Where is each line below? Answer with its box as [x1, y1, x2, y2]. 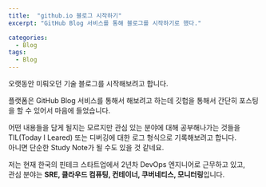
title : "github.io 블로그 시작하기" [8, 11, 122, 20]
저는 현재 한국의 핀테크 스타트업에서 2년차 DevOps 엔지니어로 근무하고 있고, [8, 160, 246, 169]
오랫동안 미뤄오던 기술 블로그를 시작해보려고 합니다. [8, 79, 169, 88]
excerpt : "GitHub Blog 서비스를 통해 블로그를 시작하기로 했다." [8, 19, 202, 27]
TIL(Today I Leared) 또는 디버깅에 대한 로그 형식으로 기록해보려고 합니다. [8, 133, 237, 142]
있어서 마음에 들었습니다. [33, 105, 111, 115]
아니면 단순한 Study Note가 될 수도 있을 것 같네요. [8, 143, 165, 152]
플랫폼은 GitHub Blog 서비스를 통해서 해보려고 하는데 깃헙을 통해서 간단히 [8, 96, 238, 105]
